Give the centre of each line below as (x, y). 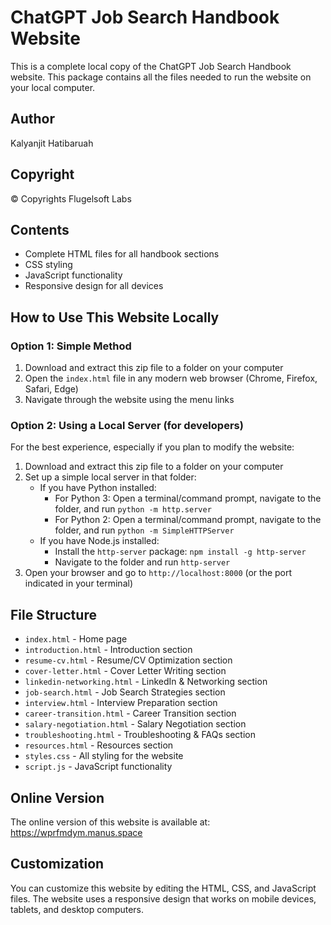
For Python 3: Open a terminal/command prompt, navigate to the (188, 498)
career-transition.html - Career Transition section (130, 713)
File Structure (53, 614)
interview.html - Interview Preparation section (121, 703)
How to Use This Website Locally (115, 317)
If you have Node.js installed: (99, 541)
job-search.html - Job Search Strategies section (125, 692)
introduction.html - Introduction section (108, 650)
